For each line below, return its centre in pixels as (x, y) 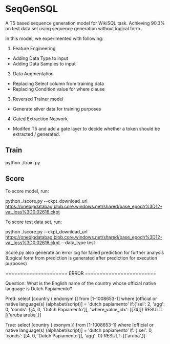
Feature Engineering (34, 48)
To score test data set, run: (34, 222)
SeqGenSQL (31, 9)
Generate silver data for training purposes (57, 109)
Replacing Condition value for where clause (59, 89)
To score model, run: (27, 191)
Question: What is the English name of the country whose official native (81, 283)
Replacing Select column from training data (58, 83)
